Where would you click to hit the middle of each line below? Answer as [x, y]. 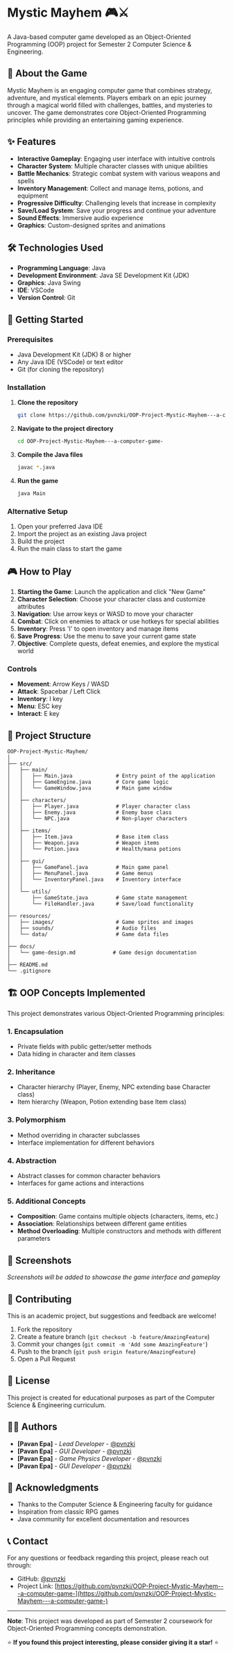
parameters [34, 1239]
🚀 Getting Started [45, 319]
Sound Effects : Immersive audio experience [80, 218]
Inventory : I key [40, 699]
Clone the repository [48, 402]
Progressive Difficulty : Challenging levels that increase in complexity [116, 203]
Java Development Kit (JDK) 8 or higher [74, 354]
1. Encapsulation [35, 1031]
